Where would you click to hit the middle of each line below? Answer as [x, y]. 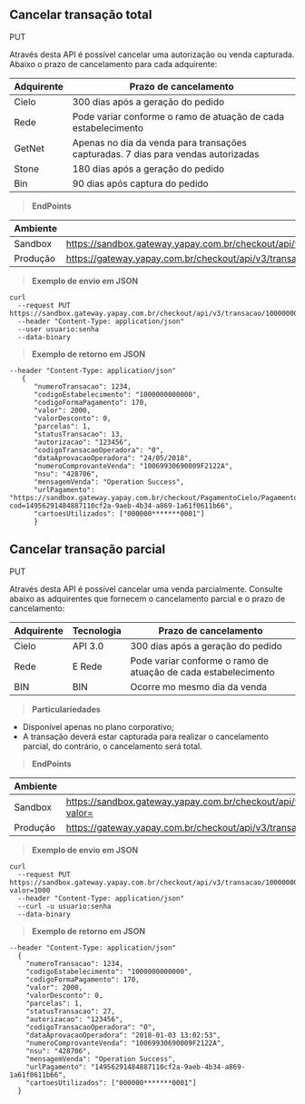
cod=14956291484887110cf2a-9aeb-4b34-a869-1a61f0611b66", [121, 506]
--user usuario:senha [59, 329]
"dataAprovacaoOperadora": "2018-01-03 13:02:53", [123, 1035]
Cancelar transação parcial [88, 550]
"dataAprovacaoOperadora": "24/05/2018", [113, 458]
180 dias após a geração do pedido [148, 169]
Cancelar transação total [81, 15]
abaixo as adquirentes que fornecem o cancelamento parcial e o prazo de [148, 598]
